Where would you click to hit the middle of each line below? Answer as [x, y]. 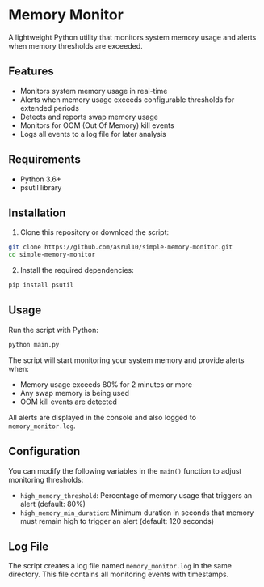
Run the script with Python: [53, 330]
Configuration [44, 451]
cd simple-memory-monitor [52, 255]
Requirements [44, 160]
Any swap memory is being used [74, 393]
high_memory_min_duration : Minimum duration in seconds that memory [137, 513]
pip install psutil [41, 285]
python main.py [34, 345]
